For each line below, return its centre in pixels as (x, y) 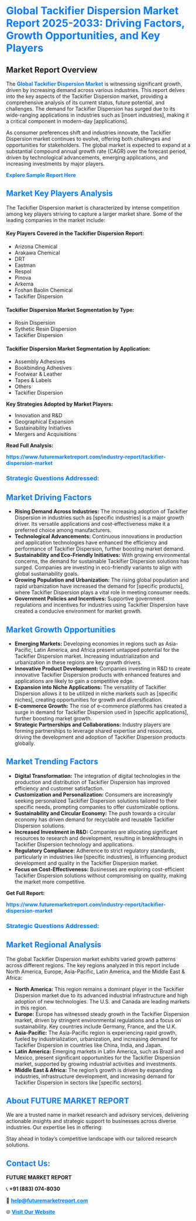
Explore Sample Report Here (41, 175)
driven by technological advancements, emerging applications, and (87, 157)
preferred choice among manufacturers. (63, 530)
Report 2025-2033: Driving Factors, (95, 23)
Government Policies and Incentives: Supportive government (90, 598)
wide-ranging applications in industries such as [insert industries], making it (97, 115)
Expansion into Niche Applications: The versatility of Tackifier (90, 687)
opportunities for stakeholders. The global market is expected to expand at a (98, 145)
